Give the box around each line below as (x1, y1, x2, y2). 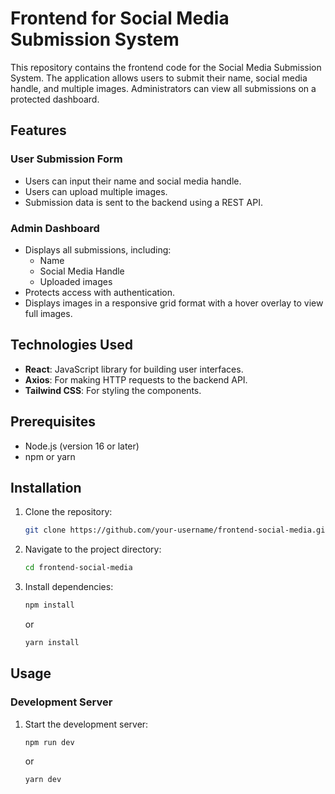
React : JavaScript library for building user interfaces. (24, 363, 244, 375)
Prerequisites (10, 413, 96, 431)
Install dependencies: (24, 581, 114, 593)
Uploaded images (39, 275, 113, 287)
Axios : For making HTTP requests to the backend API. (24, 373, 248, 386)
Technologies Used (10, 337, 133, 354)
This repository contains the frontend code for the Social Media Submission (10, 61, 322, 73)
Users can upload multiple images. (24, 185, 168, 197)
